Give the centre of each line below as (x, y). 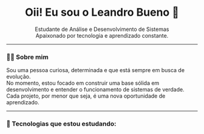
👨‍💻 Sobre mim (27, 57)
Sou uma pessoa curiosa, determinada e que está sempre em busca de (96, 70)
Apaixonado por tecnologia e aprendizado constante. (102, 35)
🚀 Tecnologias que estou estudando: (61, 124)
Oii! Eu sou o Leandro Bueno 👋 (102, 12)
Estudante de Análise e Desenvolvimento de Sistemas (102, 29)
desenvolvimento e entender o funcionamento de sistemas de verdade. (95, 90)
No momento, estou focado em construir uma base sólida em (83, 83)
